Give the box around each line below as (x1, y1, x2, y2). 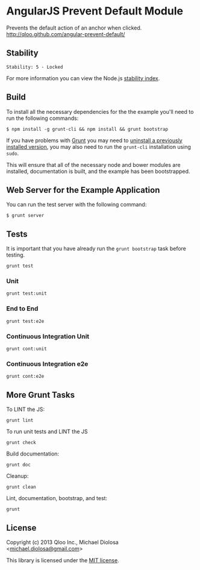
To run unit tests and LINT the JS (6, 428, 89, 435)
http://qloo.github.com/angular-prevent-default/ (6, 30, 125, 37)
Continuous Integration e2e (6, 360, 89, 368)
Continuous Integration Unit (6, 332, 90, 340)
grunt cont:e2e (6, 374, 45, 380)
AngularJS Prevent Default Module (6, 4, 184, 18)
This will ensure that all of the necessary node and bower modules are (6, 161, 181, 168)
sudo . (6, 149, 19, 157)
